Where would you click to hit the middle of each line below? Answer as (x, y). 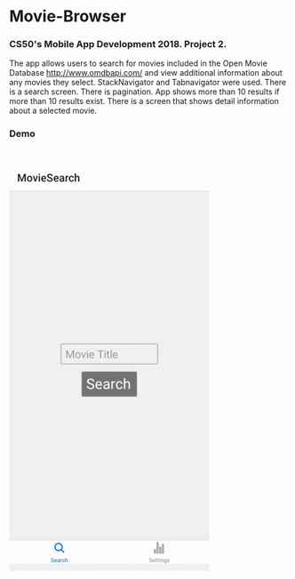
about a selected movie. (53, 111)
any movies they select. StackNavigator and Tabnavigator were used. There (148, 83)
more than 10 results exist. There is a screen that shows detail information (144, 101)
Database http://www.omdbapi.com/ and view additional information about (146, 73)
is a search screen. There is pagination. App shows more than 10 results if (144, 92)
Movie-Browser (68, 16)
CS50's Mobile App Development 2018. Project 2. (118, 44)
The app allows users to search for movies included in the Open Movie (139, 63)
